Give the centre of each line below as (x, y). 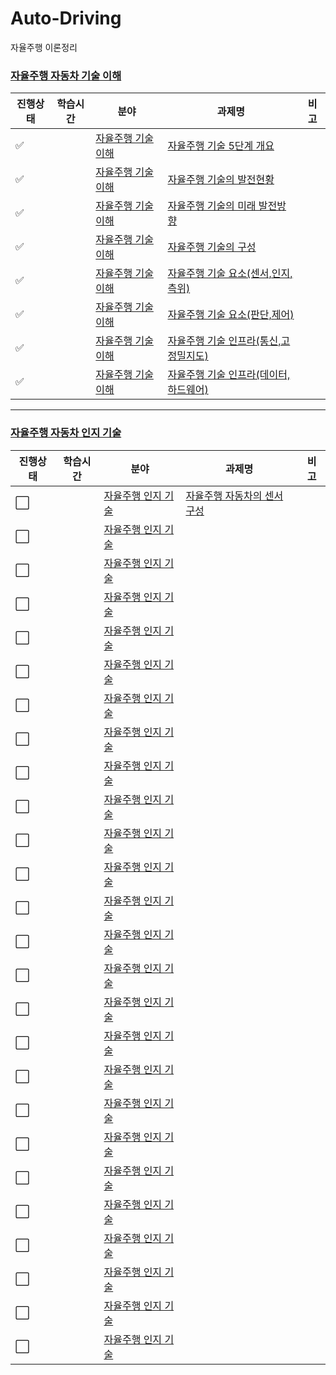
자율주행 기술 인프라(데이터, (229, 375)
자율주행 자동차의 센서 (234, 495)
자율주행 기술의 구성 (212, 247)
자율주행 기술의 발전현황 (221, 180)
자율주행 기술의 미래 (212, 206)
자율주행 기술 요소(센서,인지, (230, 274)
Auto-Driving (66, 18)
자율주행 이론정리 (44, 47)
